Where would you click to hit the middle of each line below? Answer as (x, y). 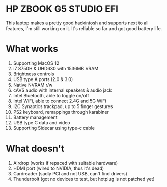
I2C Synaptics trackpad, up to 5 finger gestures (63, 106)
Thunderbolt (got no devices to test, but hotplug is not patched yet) (84, 179)
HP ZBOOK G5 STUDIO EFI (62, 9)
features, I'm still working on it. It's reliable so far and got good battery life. (84, 28)
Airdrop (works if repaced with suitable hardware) (65, 163)
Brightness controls (34, 74)
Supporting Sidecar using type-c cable (54, 128)
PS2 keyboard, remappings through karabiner (61, 112)
